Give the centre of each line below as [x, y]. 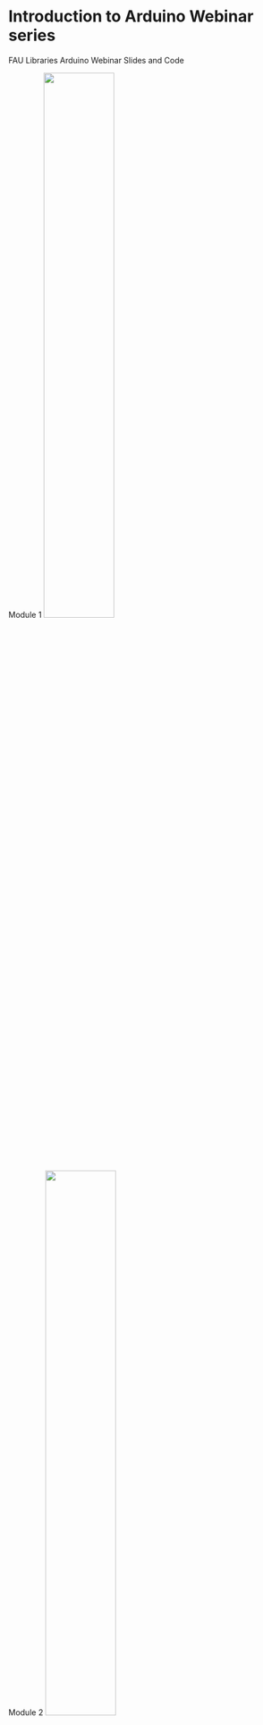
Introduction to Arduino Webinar [131, 17]
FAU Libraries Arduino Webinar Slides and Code [96, 60]
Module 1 [25, 614]
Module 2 [26, 1712]
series [32, 35]
